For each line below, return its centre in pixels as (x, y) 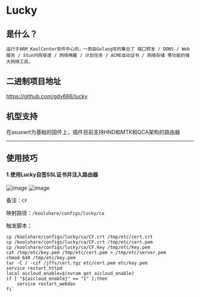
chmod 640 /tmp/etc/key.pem (41, 258)
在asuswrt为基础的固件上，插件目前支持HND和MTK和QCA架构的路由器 (93, 132)
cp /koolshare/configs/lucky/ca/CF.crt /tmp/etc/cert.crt (79, 237)
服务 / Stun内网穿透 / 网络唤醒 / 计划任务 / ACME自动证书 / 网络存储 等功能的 (96, 55)
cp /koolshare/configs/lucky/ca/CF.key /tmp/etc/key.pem (78, 247)
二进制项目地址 (34, 81)
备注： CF (17, 200)
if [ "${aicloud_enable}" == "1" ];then (57, 279)
